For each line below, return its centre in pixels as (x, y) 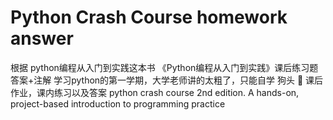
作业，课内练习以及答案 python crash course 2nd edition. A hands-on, (155, 92)
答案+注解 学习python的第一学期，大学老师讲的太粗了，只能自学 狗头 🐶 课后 (167, 80)
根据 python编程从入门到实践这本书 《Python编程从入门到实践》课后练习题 (164, 67)
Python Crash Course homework (149, 17)
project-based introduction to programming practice (118, 103)
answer (42, 38)
